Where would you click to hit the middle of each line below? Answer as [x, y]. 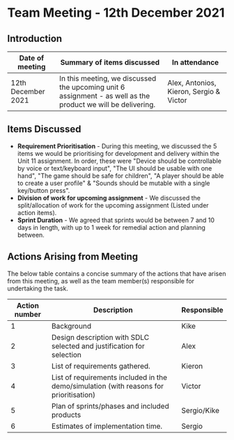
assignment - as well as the [104, 96]
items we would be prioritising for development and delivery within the [118, 153]
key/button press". [44, 190]
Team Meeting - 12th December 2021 [116, 13]
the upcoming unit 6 [92, 87]
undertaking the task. [38, 288]
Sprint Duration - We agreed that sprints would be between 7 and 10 [116, 220]
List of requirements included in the [109, 377]
